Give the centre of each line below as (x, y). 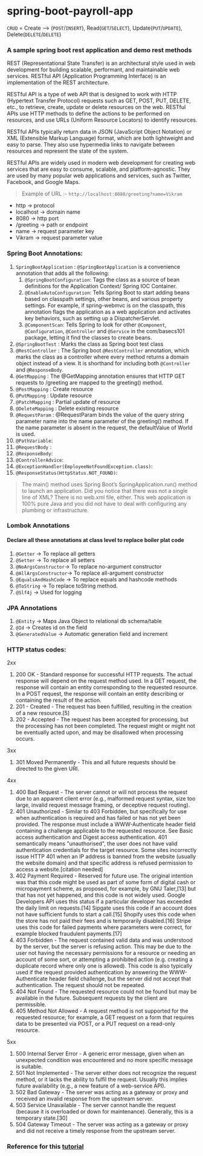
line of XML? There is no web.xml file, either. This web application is (106, 497)
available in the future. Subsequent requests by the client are (92, 998)
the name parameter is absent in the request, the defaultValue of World (104, 428)
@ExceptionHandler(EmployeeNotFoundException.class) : (84, 466)
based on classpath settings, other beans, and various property (104, 299)
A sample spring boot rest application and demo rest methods (99, 50)
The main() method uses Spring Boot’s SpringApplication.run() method (109, 484)
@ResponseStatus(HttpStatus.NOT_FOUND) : (66, 472)
